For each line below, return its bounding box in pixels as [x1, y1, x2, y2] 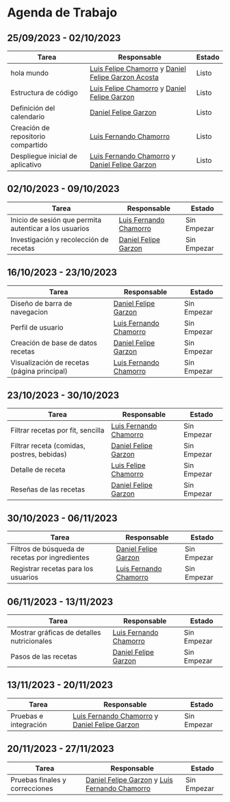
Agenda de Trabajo [7, 5, 118, 21]
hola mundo [10, 69, 49, 77]
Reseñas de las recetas [10, 485, 86, 494]
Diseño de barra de [10, 298, 73, 308]
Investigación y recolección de [10, 234, 110, 244]
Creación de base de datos [10, 338, 98, 348]
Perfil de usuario [10, 322, 64, 332]
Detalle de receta [10, 465, 66, 474]
